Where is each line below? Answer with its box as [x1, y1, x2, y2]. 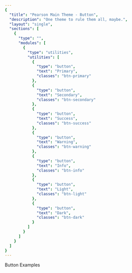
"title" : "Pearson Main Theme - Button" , [9, 12, 98, 17]
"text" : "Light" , [37, 187, 73, 192]
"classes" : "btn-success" [37, 120, 92, 126]
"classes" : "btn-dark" [37, 215, 85, 220]
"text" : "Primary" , [37, 69, 78, 74]
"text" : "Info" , [37, 163, 71, 168]
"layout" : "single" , [9, 21, 53, 27]
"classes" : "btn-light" [37, 191, 87, 196]
